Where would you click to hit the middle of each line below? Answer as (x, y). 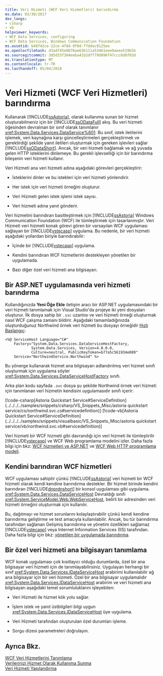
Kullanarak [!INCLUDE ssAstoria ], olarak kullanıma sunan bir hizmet (72, 117)
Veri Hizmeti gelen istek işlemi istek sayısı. (54, 196)
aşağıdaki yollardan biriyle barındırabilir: (45, 236)
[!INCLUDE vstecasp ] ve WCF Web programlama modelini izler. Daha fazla (79, 441)
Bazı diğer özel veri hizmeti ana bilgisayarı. (55, 270)
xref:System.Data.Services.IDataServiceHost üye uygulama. (72, 612)
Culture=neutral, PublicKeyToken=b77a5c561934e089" (84, 352)
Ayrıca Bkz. (23, 646)
